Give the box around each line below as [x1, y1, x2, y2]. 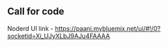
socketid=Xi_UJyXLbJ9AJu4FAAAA [7, 32, 110, 40]
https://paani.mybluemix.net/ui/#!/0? [55, 24, 161, 32]
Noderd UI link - [7, 24, 54, 32]
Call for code [7, 6, 65, 18]
